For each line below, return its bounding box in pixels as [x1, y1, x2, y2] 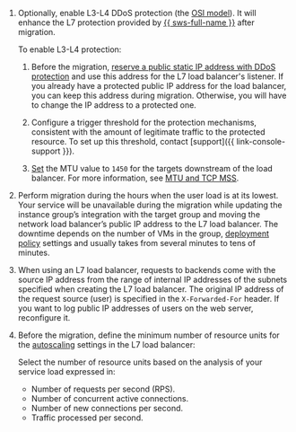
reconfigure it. [17, 313, 71, 322]
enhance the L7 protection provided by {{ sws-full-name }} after [17, 17, 256, 28]
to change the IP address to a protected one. [30, 100, 197, 110]
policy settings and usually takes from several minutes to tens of [17, 238, 256, 248]
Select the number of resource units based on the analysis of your [17, 357, 263, 367]
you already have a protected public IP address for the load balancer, [30, 81, 287, 91]
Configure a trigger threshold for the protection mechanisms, [30, 117, 257, 128]
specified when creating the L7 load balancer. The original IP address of [17, 284, 284, 295]
